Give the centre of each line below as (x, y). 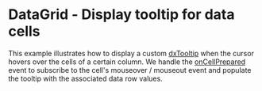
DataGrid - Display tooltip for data (121, 15)
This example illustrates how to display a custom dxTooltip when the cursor (131, 53)
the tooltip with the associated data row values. (85, 78)
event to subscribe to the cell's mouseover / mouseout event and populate (130, 70)
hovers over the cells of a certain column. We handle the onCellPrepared (127, 62)
